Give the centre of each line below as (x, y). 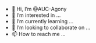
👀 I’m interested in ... (36, 15)
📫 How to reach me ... (38, 34)
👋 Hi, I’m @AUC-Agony (39, 9)
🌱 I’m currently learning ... (42, 21)
